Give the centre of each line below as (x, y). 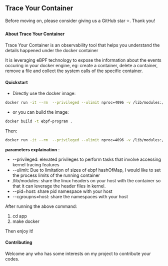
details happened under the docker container (52, 51)
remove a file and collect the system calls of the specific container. (74, 71)
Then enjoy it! (19, 231)
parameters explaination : (32, 149)
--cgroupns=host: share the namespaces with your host (70, 196)
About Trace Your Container (35, 34)
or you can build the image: (40, 112)
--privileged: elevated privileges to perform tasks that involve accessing (87, 159)
